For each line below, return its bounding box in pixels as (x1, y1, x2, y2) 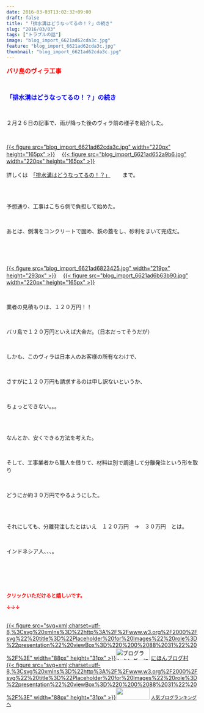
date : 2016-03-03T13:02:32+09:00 (6, 9, 92, 15)
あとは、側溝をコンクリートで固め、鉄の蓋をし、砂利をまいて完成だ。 (6, 227, 183, 234)
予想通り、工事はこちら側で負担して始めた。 (6, 203, 119, 210)
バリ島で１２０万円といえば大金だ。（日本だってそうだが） (6, 328, 153, 335)
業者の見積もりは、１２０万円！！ (6, 303, 92, 310)
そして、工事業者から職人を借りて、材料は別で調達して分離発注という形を (6, 458, 193, 466)
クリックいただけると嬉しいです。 (6, 592, 86, 599)
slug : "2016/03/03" (6, 26, 56, 32)
